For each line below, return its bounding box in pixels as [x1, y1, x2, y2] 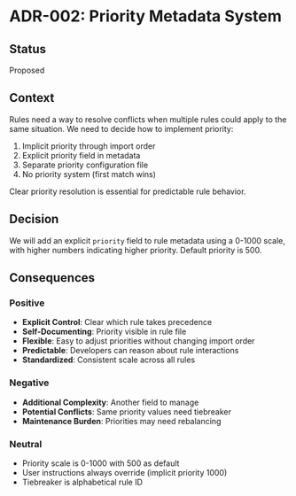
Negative [9, 376, 50, 389]
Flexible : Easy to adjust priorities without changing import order [21, 336, 255, 346]
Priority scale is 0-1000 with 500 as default [21, 458, 180, 469]
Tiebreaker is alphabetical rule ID [21, 477, 144, 487]
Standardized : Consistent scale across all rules [21, 354, 196, 365]
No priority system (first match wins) [21, 168, 157, 179]
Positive [9, 297, 45, 309]
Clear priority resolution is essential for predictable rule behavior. [9, 186, 246, 197]
